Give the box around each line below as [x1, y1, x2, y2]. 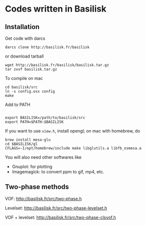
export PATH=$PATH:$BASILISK [5, 120, 64, 124]
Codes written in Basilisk [5, 3, 106, 15]
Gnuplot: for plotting [12, 164, 52, 169]
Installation [5, 23, 40, 31]
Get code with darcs [5, 35, 45, 41]
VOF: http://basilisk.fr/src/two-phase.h [5, 195, 82, 201]
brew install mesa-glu [5, 137, 51, 142]
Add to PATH [5, 102, 30, 107]
